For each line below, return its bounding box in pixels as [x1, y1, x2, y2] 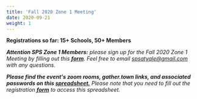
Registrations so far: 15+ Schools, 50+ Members [6, 37, 131, 44]
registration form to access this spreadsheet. [6, 86, 121, 94]
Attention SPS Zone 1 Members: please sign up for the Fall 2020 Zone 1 [6, 49, 188, 56]
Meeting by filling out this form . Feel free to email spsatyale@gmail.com [6, 55, 188, 63]
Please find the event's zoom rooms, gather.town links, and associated [6, 73, 191, 81]
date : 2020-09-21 [6, 15, 51, 21]
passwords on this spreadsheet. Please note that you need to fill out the [6, 80, 191, 87]
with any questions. [6, 61, 56, 69]
